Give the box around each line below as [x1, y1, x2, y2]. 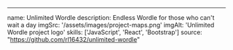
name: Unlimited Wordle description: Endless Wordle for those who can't [7, 14, 215, 21]
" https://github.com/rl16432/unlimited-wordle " [7, 36, 140, 43]
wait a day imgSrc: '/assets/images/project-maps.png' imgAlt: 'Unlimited [7, 21, 215, 29]
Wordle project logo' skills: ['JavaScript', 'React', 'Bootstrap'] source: [7, 28, 202, 36]
